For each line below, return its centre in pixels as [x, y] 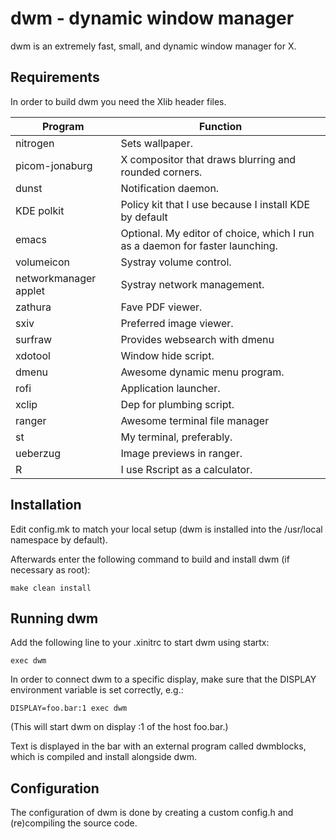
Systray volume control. [176, 262]
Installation [46, 505]
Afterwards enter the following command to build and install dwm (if [150, 559]
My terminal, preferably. [176, 437]
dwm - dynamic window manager [152, 18]
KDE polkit [40, 210]
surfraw [34, 339]
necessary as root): [50, 569]
